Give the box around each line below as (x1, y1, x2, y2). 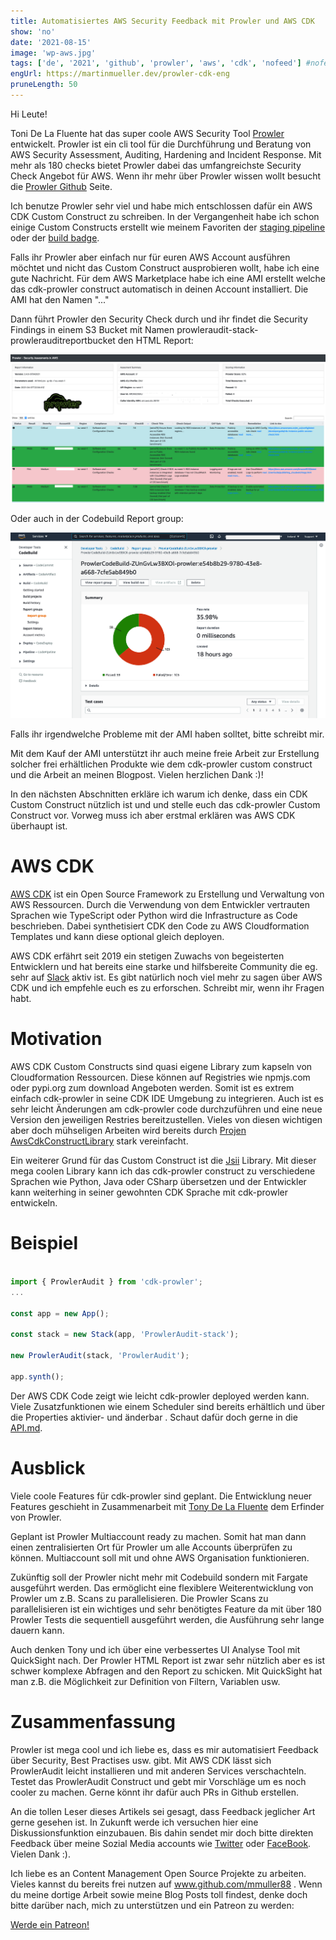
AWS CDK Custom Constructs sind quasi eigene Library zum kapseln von (10, 1061, 313, 1073)
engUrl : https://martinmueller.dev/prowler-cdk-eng (10, 69, 230, 79)
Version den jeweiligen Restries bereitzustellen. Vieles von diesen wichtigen (10, 1114, 323, 1126)
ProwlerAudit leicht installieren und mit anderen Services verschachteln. (10, 1765, 307, 1777)
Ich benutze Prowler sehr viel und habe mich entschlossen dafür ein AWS (10, 200, 313, 212)
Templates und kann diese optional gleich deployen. (10, 931, 225, 943)
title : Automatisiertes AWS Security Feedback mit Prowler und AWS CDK (10, 16, 315, 26)
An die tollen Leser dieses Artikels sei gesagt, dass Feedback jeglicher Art (10, 1805, 316, 1817)
